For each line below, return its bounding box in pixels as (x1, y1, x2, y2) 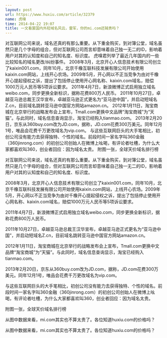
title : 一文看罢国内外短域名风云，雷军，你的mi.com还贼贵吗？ (5, 26, 120, 31)
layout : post (5, 7, 32, 12)
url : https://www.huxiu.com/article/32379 (5, 12, 95, 17)
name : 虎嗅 (5, 16, 26, 21)
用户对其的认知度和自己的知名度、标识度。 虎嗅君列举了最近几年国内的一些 (5, 53, 160, 59)
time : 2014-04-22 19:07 (5, 21, 55, 26)
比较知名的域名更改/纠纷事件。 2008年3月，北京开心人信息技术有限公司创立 (5, 59, 162, 65)
